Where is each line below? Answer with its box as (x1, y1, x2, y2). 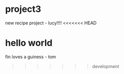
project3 (5, 3, 41, 15)
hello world (5, 37, 52, 49)
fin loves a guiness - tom (5, 54, 56, 60)
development (92, 63, 119, 69)
